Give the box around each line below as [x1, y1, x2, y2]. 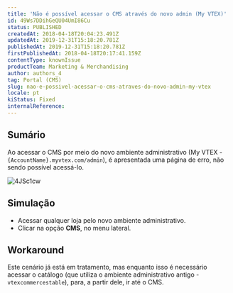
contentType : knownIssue [7, 57, 81, 64]
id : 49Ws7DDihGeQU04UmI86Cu [7, 17, 91, 24]
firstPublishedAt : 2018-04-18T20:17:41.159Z [7, 50, 141, 57]
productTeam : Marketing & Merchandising [7, 63, 129, 70]
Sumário [7, 129, 46, 141]
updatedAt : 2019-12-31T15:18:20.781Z [7, 37, 119, 44]
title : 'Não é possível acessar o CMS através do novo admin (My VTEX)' [7, 10, 227, 18]
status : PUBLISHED [7, 23, 62, 31]
